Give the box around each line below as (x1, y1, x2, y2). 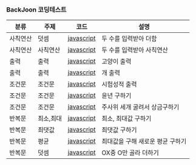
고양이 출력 (101, 57, 132, 66)
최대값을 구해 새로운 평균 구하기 (101, 137, 187, 146)
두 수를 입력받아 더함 (101, 35, 157, 43)
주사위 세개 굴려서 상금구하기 (101, 103, 180, 111)
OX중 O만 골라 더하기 (101, 149, 160, 157)
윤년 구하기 (101, 91, 132, 100)
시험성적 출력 (101, 80, 137, 89)
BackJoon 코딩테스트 (6, 5, 67, 13)
